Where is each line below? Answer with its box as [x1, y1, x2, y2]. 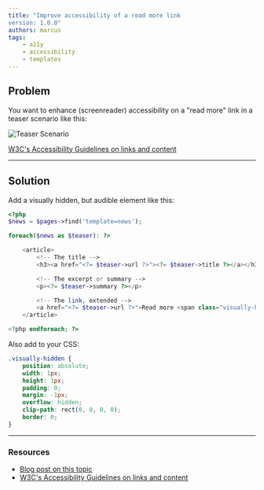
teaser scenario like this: [8, 113, 88, 123]
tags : [8, 33, 26, 42]
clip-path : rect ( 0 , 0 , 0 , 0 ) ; [22, 406, 122, 414]
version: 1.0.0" [8, 19, 61, 27]
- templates [22, 56, 61, 64]
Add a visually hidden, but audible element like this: [8, 195, 174, 204]
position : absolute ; [22, 362, 90, 370]
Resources [8, 446, 50, 457]
